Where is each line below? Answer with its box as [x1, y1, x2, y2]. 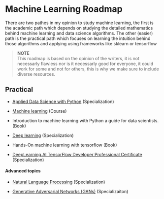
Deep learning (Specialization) [12, 132, 74, 138]
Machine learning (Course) [12, 108, 67, 114]
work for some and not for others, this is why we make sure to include [17, 66, 159, 72]
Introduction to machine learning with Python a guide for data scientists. [12, 117, 159, 124]
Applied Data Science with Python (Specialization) [12, 99, 114, 104]
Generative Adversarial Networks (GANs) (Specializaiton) [12, 188, 129, 194]
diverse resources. [17, 71, 56, 77]
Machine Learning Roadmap [5, 3, 123, 15]
